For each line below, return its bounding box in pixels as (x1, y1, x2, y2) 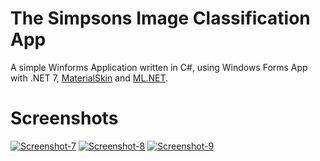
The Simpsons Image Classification (10, 7, 311, 30)
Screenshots (10, 107, 119, 130)
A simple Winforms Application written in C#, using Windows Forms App (10, 61, 308, 73)
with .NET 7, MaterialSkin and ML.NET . (10, 72, 169, 84)
